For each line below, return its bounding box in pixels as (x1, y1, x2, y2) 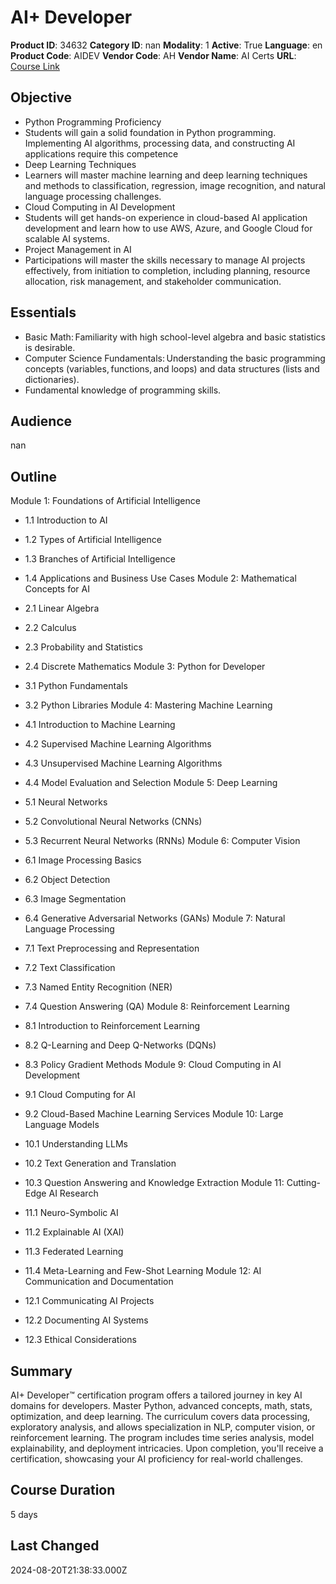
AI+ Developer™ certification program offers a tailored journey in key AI (10, 1389, 303, 1401)
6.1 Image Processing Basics (24, 854, 142, 866)
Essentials (10, 304, 77, 321)
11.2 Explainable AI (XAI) (24, 1226, 125, 1238)
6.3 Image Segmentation (24, 893, 127, 905)
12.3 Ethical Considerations (24, 1334, 137, 1346)
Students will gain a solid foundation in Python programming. (24, 126, 277, 138)
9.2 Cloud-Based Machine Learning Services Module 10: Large (24, 1108, 284, 1120)
